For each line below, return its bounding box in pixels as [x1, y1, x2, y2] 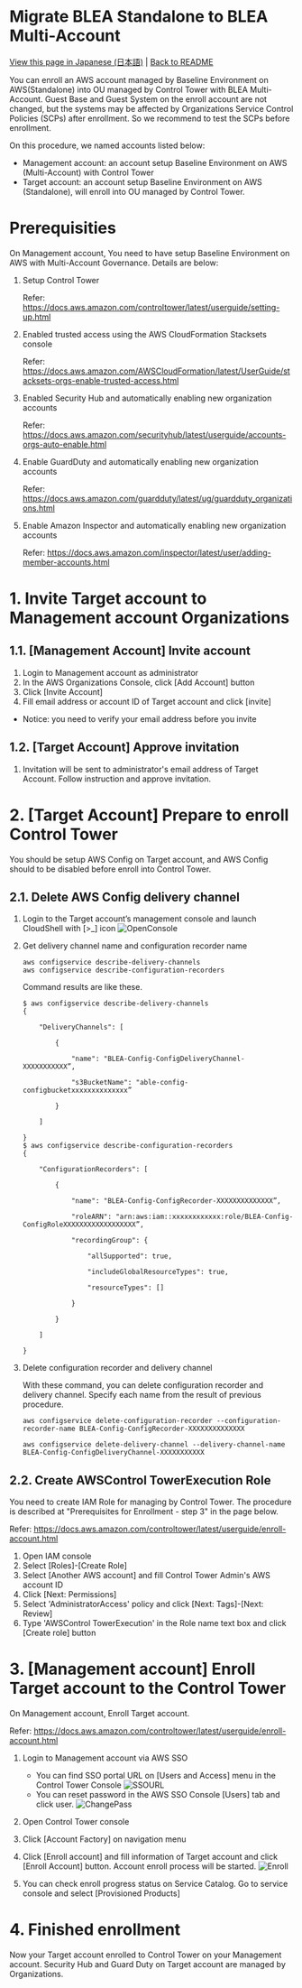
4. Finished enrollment [9, 1919, 181, 1940]
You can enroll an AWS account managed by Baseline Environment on [9, 74, 269, 85]
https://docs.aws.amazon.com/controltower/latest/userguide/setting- [22, 301, 280, 312]
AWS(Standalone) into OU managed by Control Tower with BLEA [9, 84, 248, 95]
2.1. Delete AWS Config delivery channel [9, 890, 241, 905]
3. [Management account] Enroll [9, 1659, 256, 1679]
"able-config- [135, 1078, 189, 1087]
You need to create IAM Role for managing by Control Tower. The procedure [9, 1496, 292, 1508]
